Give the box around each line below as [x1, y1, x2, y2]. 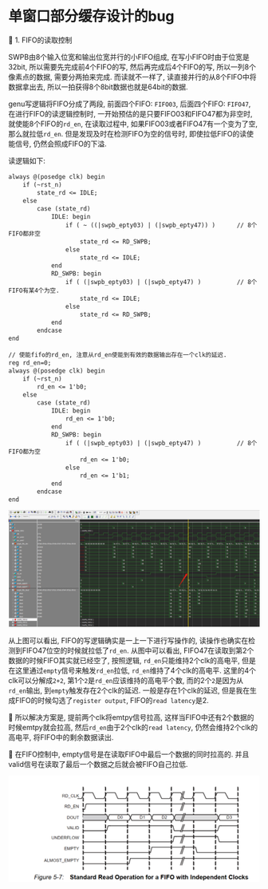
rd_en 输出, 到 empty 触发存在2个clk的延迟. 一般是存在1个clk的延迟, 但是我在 [8, 686, 250, 695]
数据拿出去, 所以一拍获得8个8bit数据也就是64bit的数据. [8, 81, 189, 92]
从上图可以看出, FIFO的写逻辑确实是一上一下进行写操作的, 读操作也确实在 [8, 636, 249, 646]
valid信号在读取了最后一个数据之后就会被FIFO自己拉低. [8, 760, 189, 769]
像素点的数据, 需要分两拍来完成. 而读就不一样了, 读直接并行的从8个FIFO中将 [8, 72, 257, 81]
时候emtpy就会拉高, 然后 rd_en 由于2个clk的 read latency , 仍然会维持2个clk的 [8, 723, 258, 733]
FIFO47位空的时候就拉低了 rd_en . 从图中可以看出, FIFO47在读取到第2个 [22, 646, 254, 655]
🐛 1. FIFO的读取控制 [8, 35, 73, 45]
